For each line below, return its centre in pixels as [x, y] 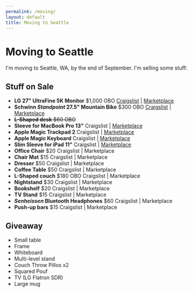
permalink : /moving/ [31, 11]
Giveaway [24, 225]
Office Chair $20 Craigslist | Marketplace [64, 151]
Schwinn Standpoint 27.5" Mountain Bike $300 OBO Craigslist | [93, 107]
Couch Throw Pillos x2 [41, 265]
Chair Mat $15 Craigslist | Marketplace [61, 157]
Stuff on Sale [30, 86]
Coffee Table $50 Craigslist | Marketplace [65, 170]
